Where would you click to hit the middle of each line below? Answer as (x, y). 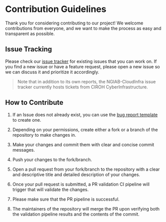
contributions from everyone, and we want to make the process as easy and (83, 28)
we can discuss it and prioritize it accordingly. (52, 72)
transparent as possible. (30, 33)
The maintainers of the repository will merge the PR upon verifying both (86, 209)
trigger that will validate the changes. (50, 189)
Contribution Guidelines (56, 9)
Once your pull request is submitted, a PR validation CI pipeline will (81, 184)
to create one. (27, 120)
